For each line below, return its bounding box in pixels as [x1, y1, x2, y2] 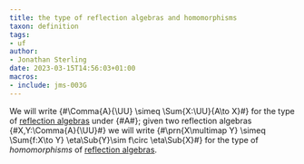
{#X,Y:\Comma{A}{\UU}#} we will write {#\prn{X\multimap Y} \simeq [9, 124, 266, 136]
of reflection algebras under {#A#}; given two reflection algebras [9, 115, 252, 126]
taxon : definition [9, 22, 79, 31]
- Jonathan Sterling [9, 55, 88, 64]
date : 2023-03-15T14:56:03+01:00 [9, 64, 136, 73]
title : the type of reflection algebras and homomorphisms [9, 13, 238, 23]
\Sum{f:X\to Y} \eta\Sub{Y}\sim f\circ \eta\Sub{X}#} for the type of [9, 134, 259, 145]
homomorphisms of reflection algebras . [9, 144, 157, 155]
